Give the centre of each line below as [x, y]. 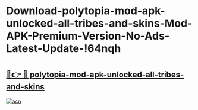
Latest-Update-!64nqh [64, 49]
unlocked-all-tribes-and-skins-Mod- [99, 23]
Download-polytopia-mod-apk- [86, 11]
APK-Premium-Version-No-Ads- [88, 36]
